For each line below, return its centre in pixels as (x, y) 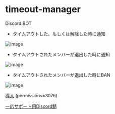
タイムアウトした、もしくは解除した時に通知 (59, 33)
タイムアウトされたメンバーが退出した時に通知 (61, 54)
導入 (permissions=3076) (32, 95)
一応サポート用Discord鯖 (31, 106)
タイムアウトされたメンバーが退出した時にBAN (61, 75)
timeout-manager (43, 9)
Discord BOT (18, 23)
